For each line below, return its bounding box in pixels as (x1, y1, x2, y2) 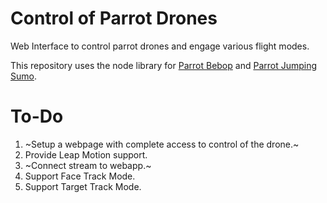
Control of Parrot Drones (10, 7, 218, 30)
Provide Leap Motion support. (24, 148, 148, 161)
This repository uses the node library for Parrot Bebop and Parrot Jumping (10, 59, 318, 71)
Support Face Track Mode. (24, 170, 136, 182)
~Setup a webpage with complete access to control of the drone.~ (24, 138, 300, 150)
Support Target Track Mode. (24, 180, 142, 192)
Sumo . (10, 70, 37, 82)
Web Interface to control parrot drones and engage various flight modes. (10, 40, 310, 52)
